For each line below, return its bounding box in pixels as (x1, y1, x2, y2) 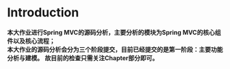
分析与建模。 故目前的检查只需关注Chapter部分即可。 (7, 53, 159, 62)
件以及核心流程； (7, 36, 55, 45)
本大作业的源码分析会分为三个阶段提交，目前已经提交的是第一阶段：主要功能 (7, 45, 223, 53)
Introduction (7, 5, 79, 20)
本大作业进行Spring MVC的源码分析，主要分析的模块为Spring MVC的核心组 (7, 28, 221, 36)
